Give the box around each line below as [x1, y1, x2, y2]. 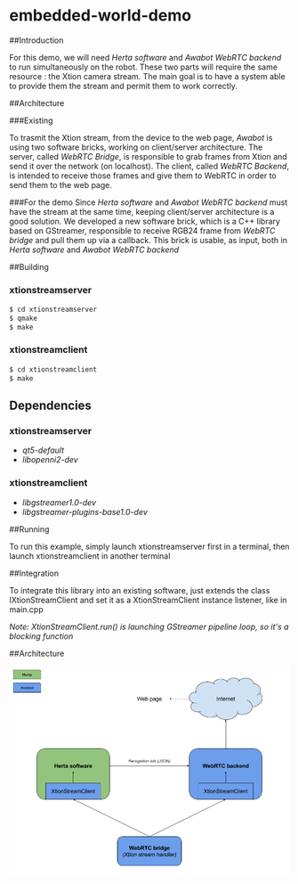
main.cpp [9, 603, 44, 615]
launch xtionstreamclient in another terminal [9, 550, 171, 561]
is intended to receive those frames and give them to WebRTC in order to [9, 170, 278, 181]
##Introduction [9, 35, 64, 45]
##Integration [9, 568, 60, 578]
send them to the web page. [9, 179, 113, 190]
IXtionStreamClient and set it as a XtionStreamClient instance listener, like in [9, 594, 287, 605]
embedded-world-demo [9, 5, 192, 26]
